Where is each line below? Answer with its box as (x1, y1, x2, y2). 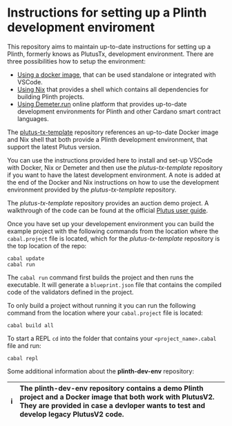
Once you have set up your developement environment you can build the (7, 219, 215, 228)
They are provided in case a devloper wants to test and (19, 400, 206, 410)
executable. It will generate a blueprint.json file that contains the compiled (7, 280, 222, 288)
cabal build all (7, 322, 54, 329)
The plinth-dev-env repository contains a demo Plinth (19, 383, 204, 393)
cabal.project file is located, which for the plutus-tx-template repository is (7, 234, 220, 243)
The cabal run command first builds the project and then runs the (7, 273, 194, 281)
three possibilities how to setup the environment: (7, 57, 146, 65)
